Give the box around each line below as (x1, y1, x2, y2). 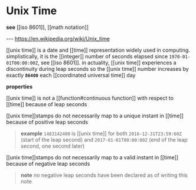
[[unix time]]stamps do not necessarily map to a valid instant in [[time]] (6, 153, 179, 160)
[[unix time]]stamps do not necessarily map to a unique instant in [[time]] (6, 112, 184, 119)
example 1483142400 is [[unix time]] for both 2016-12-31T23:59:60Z (20, 130, 182, 137)
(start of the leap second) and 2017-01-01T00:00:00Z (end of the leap (20, 136, 188, 143)
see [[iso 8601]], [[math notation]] (6, 24, 89, 31)
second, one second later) (20, 142, 85, 149)
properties (6, 83, 33, 90)
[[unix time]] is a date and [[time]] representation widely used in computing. (6, 46, 190, 54)
